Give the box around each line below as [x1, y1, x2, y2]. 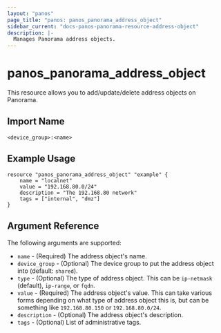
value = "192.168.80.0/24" [19, 183, 97, 190]
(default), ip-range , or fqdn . [17, 281, 95, 289]
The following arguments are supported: [7, 238, 122, 247]
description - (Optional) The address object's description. [17, 310, 184, 318]
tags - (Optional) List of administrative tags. [17, 318, 142, 326]
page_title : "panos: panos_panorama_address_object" [7, 17, 162, 23]
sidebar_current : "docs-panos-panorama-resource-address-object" [7, 23, 199, 30]
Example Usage [7, 153, 76, 164]
